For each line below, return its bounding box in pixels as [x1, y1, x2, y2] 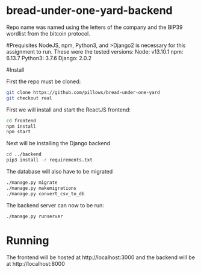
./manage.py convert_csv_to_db [6, 190, 85, 196]
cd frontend [6, 118, 36, 124]
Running [6, 233, 49, 247]
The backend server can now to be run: [6, 201, 104, 209]
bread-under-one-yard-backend [6, 4, 173, 17]
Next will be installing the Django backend [6, 140, 111, 147]
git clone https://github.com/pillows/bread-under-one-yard [6, 89, 161, 95]
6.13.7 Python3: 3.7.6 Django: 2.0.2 [6, 54, 92, 61]
